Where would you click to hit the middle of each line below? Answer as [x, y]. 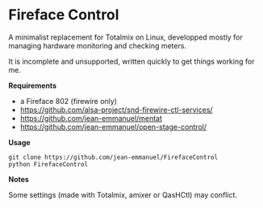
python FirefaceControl [48, 164]
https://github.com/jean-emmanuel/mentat [91, 118]
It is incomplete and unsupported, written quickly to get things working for [131, 61]
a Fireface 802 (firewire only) [69, 101]
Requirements [33, 85]
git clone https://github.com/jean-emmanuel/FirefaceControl [113, 157]
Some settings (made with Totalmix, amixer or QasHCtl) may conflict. [123, 194]
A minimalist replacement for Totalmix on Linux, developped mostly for [126, 37]
